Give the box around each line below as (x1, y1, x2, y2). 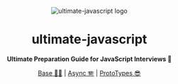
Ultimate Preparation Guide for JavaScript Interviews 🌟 (6, 54, 172, 63)
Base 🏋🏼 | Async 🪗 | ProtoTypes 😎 (38, 68, 141, 77)
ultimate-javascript (31, 32, 148, 47)
